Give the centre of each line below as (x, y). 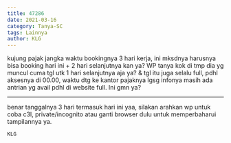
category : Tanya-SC (35, 26)
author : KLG (24, 39)
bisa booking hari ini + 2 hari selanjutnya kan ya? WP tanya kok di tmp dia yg (115, 66)
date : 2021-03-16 (32, 20)
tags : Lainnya (27, 32)
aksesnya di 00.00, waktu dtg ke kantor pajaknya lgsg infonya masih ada (110, 80)
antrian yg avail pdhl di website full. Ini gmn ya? (74, 88)
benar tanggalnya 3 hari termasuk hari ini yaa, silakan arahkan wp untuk (109, 107)
